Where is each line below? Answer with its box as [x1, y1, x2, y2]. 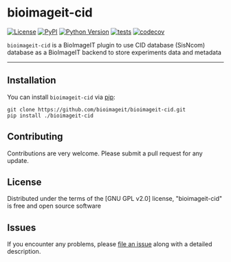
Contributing [7, 131, 63, 142]
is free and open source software [7, 201, 102, 210]
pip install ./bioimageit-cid [7, 112, 94, 119]
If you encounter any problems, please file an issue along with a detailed [7, 240, 212, 248]
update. [7, 156, 29, 164]
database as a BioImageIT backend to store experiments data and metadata [7, 48, 222, 56]
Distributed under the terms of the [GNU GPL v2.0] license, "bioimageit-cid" [7, 195, 222, 203]
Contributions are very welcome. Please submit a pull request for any [7, 149, 203, 157]
